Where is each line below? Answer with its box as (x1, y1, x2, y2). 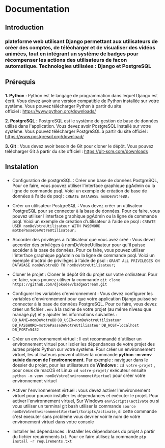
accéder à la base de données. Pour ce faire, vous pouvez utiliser (12, 247, 145, 253)
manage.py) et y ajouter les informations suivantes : (12, 312, 117, 318)
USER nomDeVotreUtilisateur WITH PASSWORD (12, 224, 101, 229)
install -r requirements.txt (12, 439, 72, 444)
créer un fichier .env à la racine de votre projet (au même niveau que (12, 306, 151, 312)
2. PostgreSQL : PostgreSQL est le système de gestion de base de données (5, 117, 159, 124)
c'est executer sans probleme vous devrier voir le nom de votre (12, 413, 140, 420)
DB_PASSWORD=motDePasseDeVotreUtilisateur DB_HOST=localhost (12, 323, 139, 328)
